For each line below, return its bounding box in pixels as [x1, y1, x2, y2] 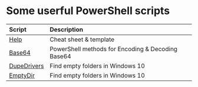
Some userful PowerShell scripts [6, 4, 170, 18]
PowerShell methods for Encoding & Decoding [49, 45, 178, 53]
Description [49, 25, 84, 34]
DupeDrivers [9, 62, 44, 70]
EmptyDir [9, 71, 35, 79]
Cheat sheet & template [49, 35, 115, 43]
